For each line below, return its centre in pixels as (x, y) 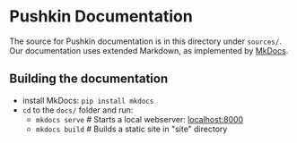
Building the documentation (89, 79)
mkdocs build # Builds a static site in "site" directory (131, 129)
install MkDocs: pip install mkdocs (88, 100)
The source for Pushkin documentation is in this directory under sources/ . (146, 41)
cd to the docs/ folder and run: (78, 110)
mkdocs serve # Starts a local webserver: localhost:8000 (140, 119)
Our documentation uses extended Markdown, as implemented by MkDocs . (149, 50)
